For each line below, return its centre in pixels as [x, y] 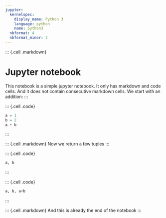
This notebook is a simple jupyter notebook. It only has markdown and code [83, 86]
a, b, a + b [15, 191]
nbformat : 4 [22, 33]
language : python [32, 24]
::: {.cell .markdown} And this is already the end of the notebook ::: [73, 210]
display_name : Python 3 [39, 19]
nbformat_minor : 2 [29, 38]
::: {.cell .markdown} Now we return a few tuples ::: [57, 144]
